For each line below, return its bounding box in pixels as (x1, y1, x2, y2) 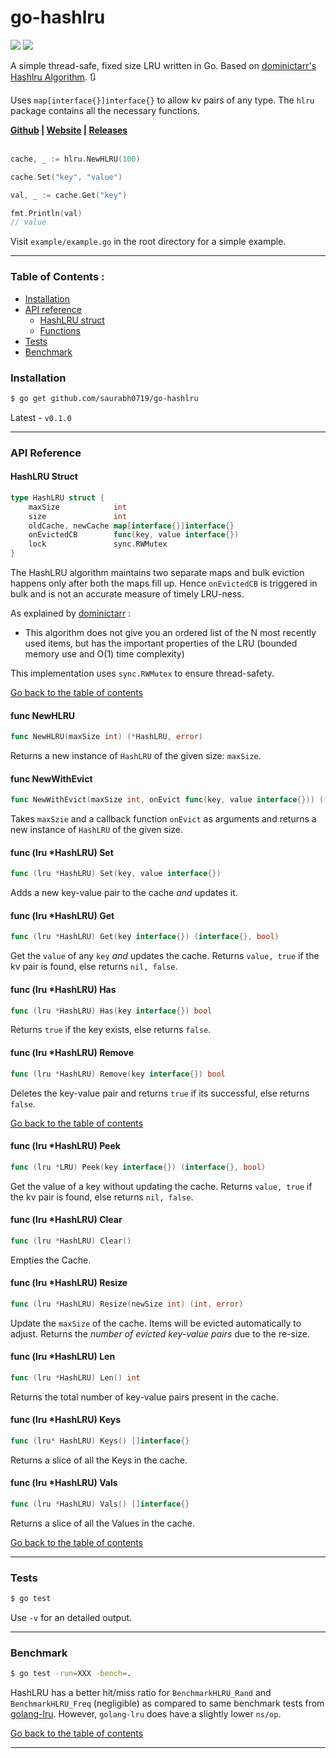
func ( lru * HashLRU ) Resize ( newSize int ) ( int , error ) (10, 1299, 244, 1309)
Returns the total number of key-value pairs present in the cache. (10, 1391, 279, 1403)
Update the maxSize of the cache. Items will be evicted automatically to (10, 1317, 302, 1329)
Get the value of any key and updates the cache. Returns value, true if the (10, 950, 320, 962)
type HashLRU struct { (10, 492, 105, 503)
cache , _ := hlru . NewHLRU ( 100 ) (10, 154, 141, 164)
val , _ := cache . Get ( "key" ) (10, 190, 128, 200)
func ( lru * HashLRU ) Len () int (10, 1372, 141, 1383)
